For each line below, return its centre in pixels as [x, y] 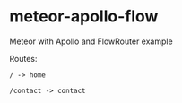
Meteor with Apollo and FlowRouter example [91, 41]
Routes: [23, 58]
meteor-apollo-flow [84, 17]
